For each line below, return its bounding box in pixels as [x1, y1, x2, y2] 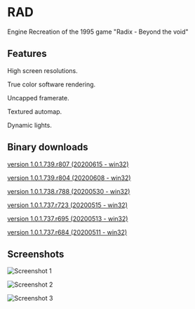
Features [7, 48, 47, 60]
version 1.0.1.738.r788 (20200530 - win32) [7, 187, 130, 195]
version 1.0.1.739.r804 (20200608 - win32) [7, 173, 131, 182]
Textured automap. [7, 107, 62, 116]
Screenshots [7, 248, 65, 260]
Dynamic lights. [7, 121, 53, 129]
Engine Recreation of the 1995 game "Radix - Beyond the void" [7, 27, 189, 36]
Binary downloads [7, 141, 89, 153]
